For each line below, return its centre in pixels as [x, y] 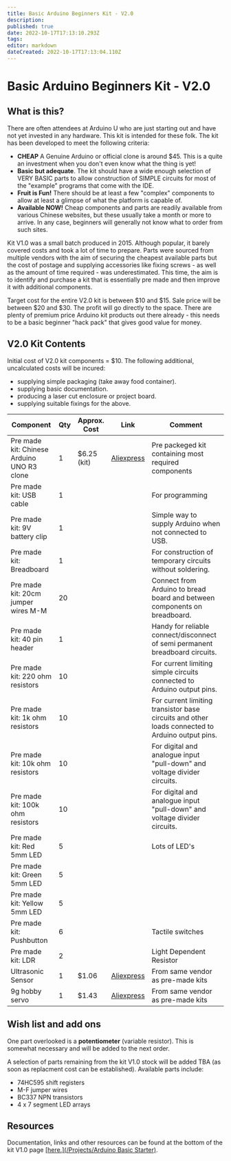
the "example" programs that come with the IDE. [86, 185]
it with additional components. [50, 286]
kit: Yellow [27, 903]
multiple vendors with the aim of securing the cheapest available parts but [112, 257]
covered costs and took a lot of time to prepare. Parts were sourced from [111, 250]
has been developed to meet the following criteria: [78, 143]
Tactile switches [178, 931]
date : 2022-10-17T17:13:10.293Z [53, 33]
